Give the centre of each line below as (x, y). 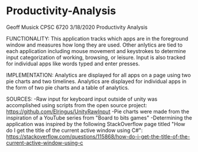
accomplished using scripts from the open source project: (77, 105)
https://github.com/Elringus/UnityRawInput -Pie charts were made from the (98, 111)
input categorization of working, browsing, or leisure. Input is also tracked (96, 57)
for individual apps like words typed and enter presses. (73, 64)
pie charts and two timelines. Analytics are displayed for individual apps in (96, 81)
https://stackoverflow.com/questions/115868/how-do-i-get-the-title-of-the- (98, 136)
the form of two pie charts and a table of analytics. (68, 87)
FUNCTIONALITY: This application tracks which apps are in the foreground (97, 38)
